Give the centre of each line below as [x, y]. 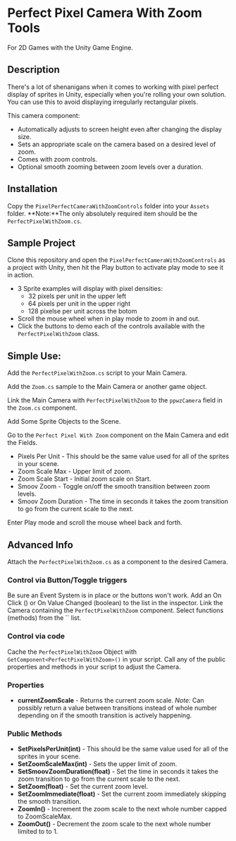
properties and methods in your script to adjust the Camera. [94, 667]
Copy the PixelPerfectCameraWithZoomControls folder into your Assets [108, 205]
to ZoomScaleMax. [45, 816]
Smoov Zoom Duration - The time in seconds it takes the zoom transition [123, 501]
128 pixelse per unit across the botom [82, 311]
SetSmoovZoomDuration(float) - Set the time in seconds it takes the [118, 772]
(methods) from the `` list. [44, 618]
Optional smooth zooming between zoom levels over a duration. [110, 167]
